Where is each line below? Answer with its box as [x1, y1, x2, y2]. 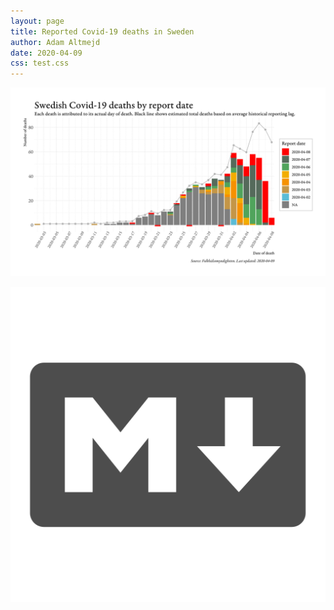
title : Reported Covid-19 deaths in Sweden [10, 26, 195, 37]
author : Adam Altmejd [10, 37, 101, 47]
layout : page [10, 16, 65, 26]
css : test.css [10, 58, 70, 69]
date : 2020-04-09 [10, 48, 83, 58]
